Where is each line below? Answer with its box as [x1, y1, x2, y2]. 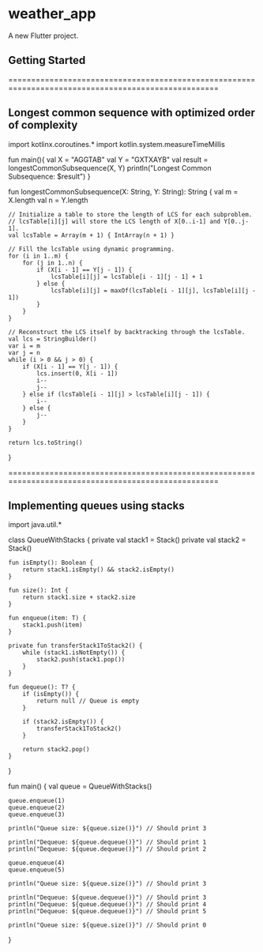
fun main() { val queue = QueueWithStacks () [8, 781, 152, 791]
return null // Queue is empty [36, 697, 140, 706]
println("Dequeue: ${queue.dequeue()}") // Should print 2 [8, 845, 207, 853]
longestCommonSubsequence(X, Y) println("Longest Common [8, 163, 212, 172]
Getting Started [8, 54, 86, 67]
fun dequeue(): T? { [8, 683, 77, 691]
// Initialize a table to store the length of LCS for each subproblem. [8, 210, 253, 218]
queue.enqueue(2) [8, 803, 66, 812]
